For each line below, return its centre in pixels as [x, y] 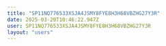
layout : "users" [30, 32]
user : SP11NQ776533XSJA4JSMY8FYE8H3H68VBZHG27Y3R [79, 26]
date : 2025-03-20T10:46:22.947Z [53, 20]
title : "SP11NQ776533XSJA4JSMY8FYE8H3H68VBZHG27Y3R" [84, 13]
